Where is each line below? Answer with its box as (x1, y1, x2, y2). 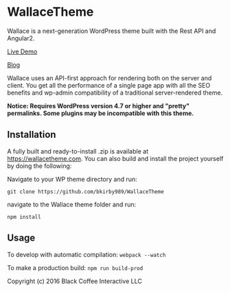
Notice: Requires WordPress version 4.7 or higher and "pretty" (7, 101, 190, 110)
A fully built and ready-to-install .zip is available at (7, 147, 149, 155)
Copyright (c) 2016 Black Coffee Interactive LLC (7, 277, 142, 285)
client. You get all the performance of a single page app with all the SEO (7, 81, 211, 89)
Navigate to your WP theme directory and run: (7, 175, 137, 183)
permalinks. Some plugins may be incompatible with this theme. (7, 109, 194, 117)
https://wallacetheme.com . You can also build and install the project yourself (7, 154, 224, 162)
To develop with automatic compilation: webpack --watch (7, 250, 166, 258)
